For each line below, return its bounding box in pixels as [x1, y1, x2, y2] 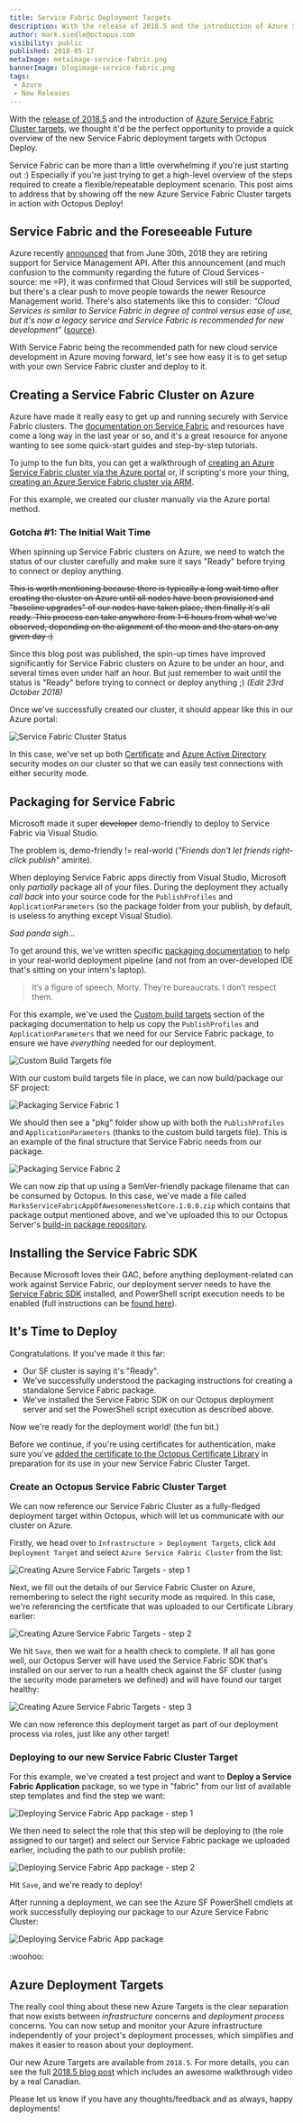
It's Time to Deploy [9, 1324, 118, 1340]
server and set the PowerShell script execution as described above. [22, 1404, 274, 1414]
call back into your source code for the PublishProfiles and [9, 892, 233, 902]
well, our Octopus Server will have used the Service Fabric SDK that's [9, 1655, 269, 1666]
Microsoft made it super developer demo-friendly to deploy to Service [9, 818, 271, 829]
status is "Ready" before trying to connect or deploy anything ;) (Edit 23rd [9, 677, 284, 688]
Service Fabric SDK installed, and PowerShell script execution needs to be [9, 1288, 286, 1299]
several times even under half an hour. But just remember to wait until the [9, 668, 281, 679]
